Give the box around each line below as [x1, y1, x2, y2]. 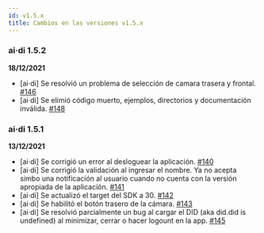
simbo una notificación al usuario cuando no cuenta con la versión [19, 174, 237, 183]
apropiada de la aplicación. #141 [19, 182, 124, 192]
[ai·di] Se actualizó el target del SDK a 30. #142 [19, 191, 174, 201]
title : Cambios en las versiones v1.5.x [8, 19, 144, 27]
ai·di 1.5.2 [8, 45, 46, 56]
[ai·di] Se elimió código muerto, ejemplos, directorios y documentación [19, 95, 252, 105]
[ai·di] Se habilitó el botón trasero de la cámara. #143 [19, 199, 193, 208]
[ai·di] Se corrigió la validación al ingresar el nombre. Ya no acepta [19, 166, 237, 175]
